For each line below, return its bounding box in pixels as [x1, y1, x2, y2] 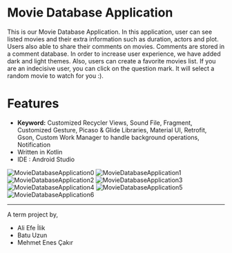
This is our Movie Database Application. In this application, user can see [7, 28, 213, 36]
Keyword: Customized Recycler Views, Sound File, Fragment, [17, 119, 193, 127]
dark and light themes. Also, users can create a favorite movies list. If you [7, 57, 216, 65]
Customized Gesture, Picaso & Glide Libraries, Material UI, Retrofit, [17, 125, 207, 134]
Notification [17, 140, 50, 149]
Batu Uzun [17, 231, 48, 239]
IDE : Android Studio [17, 155, 75, 163]
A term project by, [7, 210, 59, 219]
